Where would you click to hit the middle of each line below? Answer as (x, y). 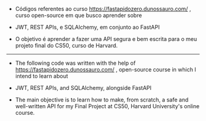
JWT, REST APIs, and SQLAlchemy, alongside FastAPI (83, 88)
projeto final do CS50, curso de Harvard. (67, 46)
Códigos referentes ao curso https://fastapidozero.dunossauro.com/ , (103, 9)
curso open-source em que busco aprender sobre (78, 15)
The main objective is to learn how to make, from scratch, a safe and (102, 100)
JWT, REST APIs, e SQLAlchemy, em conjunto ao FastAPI (87, 27)
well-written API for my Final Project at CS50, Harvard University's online (107, 106)
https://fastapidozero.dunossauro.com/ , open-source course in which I (105, 69)
